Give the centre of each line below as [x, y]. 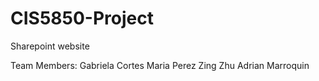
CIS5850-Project [82, 18]
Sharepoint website [50, 46]
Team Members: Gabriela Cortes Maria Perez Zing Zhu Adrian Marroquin [160, 65]
